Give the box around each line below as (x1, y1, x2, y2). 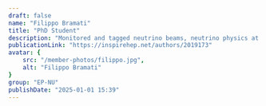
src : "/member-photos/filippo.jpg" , (22, 57, 145, 65)
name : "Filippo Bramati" (8, 19, 91, 27)
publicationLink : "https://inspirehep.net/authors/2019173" (8, 41, 213, 49)
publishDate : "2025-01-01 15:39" (8, 85, 120, 94)
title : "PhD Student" (8, 26, 81, 34)
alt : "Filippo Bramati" (22, 64, 102, 72)
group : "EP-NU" (8, 78, 59, 86)
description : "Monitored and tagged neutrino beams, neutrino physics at (8, 33, 260, 42)
